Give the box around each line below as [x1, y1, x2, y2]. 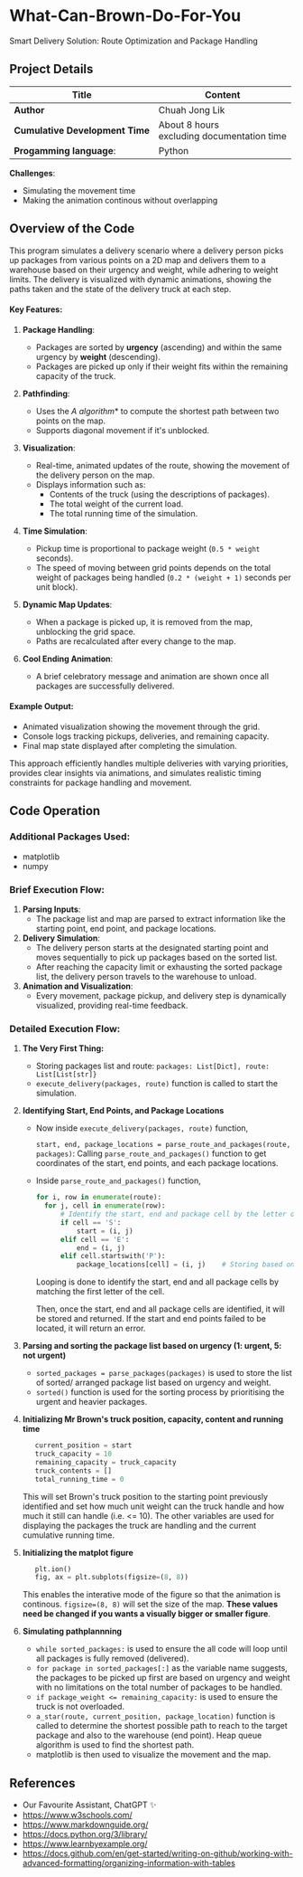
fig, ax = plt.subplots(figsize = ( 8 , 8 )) [34, 1573, 189, 1582]
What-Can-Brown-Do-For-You [9, 5, 242, 26]
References [9, 1775, 76, 1791]
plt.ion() [34, 1564, 72, 1574]
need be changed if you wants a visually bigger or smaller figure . [22, 1608, 271, 1619]
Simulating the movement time [22, 185, 136, 195]
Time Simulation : [22, 526, 88, 536]
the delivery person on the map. [35, 469, 155, 480]
